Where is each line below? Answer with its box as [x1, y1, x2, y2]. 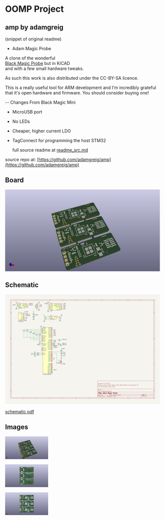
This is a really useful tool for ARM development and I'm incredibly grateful [5, 85, 156, 91]
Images [5, 423, 28, 431]
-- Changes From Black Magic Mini [5, 99, 76, 105]
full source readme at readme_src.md [12, 147, 88, 153]
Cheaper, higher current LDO [12, 128, 71, 134]
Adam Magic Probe [12, 46, 52, 51]
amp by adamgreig [5, 23, 64, 31]
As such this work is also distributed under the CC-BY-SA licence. [5, 75, 138, 81]
